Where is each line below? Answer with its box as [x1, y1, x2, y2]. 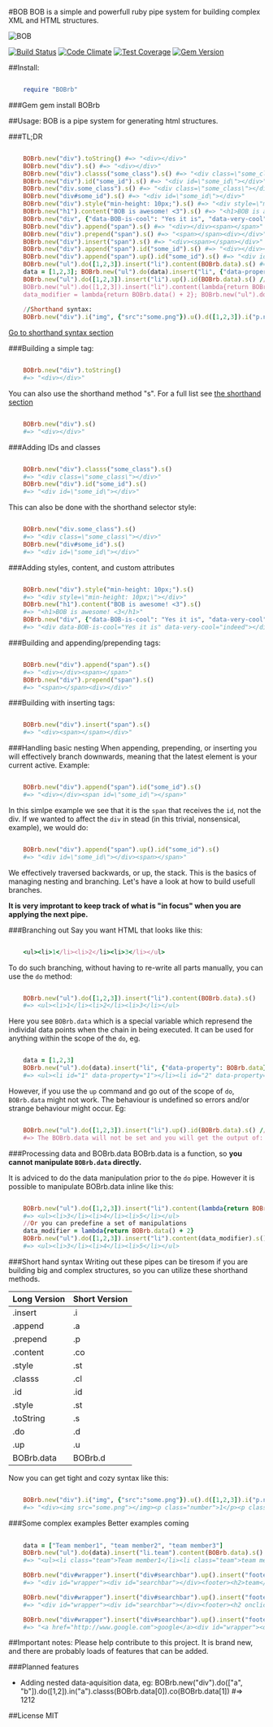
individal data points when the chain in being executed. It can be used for [8, 1025, 254, 1035]
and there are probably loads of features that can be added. [8, 1647, 209, 1656]
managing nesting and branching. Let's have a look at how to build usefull [8, 876, 256, 886]
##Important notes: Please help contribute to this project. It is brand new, [8, 1638, 253, 1647]
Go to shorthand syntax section [8, 328, 114, 338]
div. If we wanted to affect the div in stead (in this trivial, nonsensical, [8, 814, 241, 824]
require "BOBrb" [23, 85, 79, 93]
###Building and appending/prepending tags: [8, 638, 161, 647]
